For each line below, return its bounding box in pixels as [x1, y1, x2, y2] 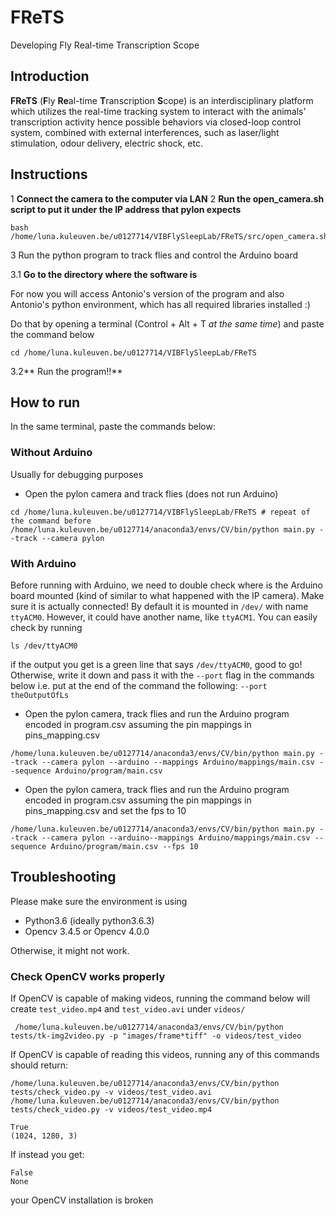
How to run [10, 394, 81, 411]
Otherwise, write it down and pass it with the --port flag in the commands [10, 669, 315, 681]
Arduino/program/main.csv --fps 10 [50, 841, 199, 851]
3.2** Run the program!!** [10, 365, 123, 377]
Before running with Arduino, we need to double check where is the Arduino [10, 579, 323, 591]
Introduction [10, 68, 90, 85]
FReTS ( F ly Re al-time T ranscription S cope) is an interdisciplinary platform [10, 94, 314, 106]
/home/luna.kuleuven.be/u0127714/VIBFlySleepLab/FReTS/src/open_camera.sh [10, 231, 329, 241]
